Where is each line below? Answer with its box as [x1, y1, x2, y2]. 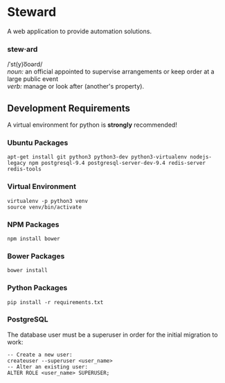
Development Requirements [7, 102, 130, 114]
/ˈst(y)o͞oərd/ [7, 60, 43, 69]
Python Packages [7, 283, 68, 293]
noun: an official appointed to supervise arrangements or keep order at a [7, 67, 215, 76]
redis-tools [7, 166, 42, 173]
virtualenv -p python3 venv [7, 197, 89, 204]
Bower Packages [7, 251, 65, 260]
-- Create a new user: [7, 351, 73, 358]
